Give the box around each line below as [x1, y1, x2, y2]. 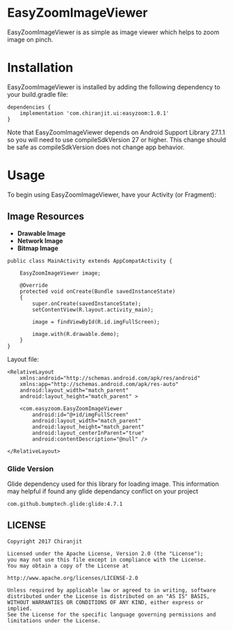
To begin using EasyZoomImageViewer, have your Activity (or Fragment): [7, 190, 217, 199]
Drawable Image [17, 229, 66, 238]
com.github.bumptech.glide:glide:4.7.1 [7, 500, 123, 507]
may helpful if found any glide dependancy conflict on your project [7, 486, 198, 495]
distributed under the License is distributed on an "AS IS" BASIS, [7, 592, 210, 600]
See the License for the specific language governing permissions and [7, 611, 216, 618]
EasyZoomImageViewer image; [19, 270, 101, 277]
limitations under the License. [7, 617, 101, 624]
